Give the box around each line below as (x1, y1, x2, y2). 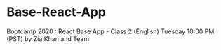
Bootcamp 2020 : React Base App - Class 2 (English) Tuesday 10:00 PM (6, 27, 215, 35)
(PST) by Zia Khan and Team (6, 34, 89, 42)
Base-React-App (6, 4, 107, 20)
